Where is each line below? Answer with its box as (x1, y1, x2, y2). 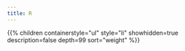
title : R (7, 10, 32, 17)
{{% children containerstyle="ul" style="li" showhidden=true (7, 29, 179, 37)
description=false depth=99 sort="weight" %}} (7, 35, 140, 44)
